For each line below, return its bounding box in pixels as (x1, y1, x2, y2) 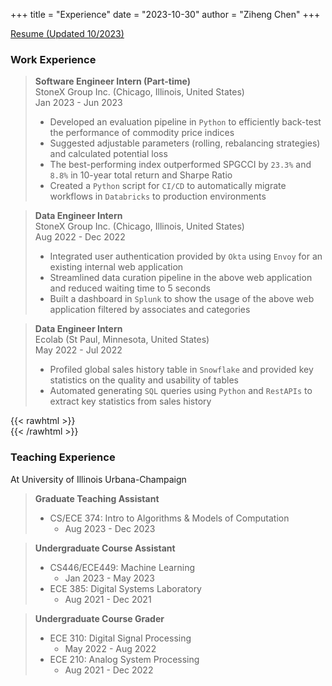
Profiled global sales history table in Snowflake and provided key (49, 364, 314, 376)
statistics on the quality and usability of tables (49, 374, 239, 386)
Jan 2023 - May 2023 (64, 572, 155, 584)
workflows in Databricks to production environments (49, 190, 267, 203)
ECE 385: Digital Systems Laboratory (49, 582, 202, 594)
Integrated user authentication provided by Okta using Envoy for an (49, 250, 323, 263)
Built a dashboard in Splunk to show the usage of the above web (49, 293, 315, 305)
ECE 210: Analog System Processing (49, 653, 200, 665)
